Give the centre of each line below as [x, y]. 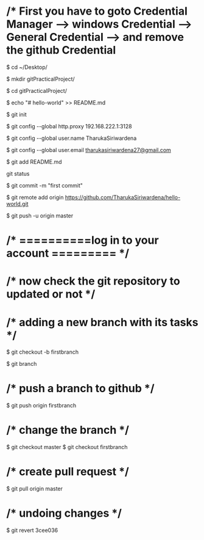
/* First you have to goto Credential [97, 11]
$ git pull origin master [34, 489]
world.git [17, 203]
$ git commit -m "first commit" [45, 185]
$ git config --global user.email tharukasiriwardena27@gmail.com [89, 150]
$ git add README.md [34, 162]
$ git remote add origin [35, 197]
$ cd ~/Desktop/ [27, 67]
